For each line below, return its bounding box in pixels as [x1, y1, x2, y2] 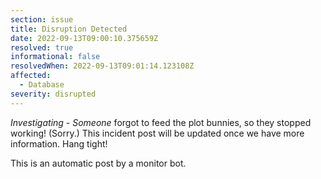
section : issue [10, 14, 74, 25]
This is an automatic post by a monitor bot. [10, 157, 187, 169]
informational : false [10, 52, 101, 62]
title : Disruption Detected [10, 24, 128, 34]
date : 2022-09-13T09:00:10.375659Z [10, 33, 159, 43]
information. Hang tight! [10, 137, 108, 150]
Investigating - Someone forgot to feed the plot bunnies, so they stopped [10, 116, 312, 128]
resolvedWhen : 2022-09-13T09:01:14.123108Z [10, 61, 195, 71]
